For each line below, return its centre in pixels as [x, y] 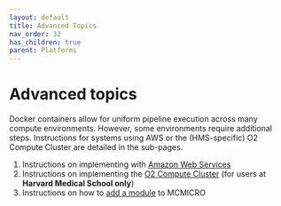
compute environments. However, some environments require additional [141, 129]
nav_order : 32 [35, 34]
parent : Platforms [43, 51]
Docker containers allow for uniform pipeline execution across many [134, 119]
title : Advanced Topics [53, 26]
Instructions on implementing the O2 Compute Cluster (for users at [144, 174]
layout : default [39, 17]
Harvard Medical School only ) [78, 184]
